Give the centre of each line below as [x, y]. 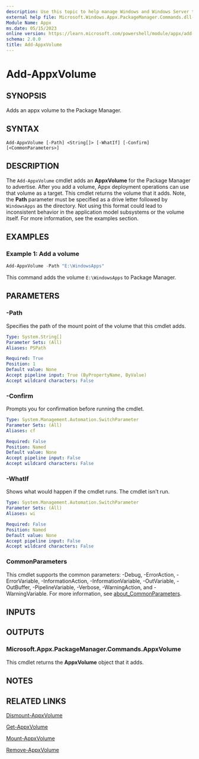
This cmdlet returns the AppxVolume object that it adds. [75, 662]
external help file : [32, 17]
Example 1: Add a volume [43, 254]
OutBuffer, [19, 587]
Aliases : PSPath [26, 348]
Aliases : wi [21, 514]
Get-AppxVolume [27, 727]
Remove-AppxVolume [33, 749]
